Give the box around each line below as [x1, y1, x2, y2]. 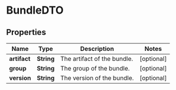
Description [80, 45, 114, 53]
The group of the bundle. [60, 65, 130, 72]
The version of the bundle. [60, 74, 134, 82]
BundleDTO [6, 4, 64, 17]
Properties [6, 27, 46, 37]
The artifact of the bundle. [60, 54, 133, 63]
